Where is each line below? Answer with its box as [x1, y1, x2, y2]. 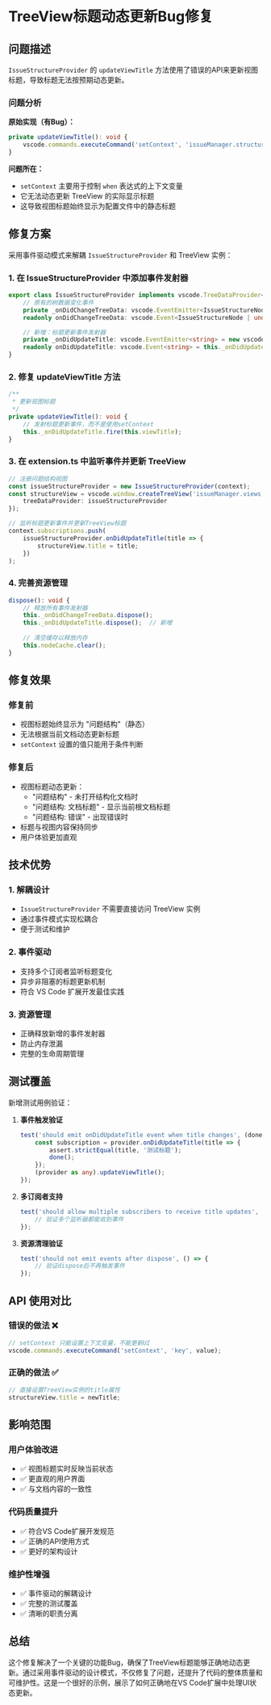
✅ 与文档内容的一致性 [19, 1484, 93, 1494]
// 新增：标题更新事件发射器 [23, 328, 106, 336]
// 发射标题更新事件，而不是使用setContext [23, 420, 155, 428]
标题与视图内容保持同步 [19, 821, 98, 832]
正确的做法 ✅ [8, 1367, 59, 1378]
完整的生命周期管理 [19, 1048, 85, 1058]
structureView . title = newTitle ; [8, 1393, 121, 1401]
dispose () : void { [8, 596, 70, 604]
